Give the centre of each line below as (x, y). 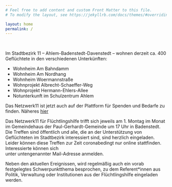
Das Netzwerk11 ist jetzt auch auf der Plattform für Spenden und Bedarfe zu (85, 106)
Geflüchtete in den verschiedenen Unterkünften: (56, 59)
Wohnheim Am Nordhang (39, 74)
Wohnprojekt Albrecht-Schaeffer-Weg (53, 85)
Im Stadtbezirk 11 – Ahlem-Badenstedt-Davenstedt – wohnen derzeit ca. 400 (86, 53)
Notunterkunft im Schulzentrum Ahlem (53, 96)
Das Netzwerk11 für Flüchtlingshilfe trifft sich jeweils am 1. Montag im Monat (85, 121)
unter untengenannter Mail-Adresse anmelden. (55, 154)
